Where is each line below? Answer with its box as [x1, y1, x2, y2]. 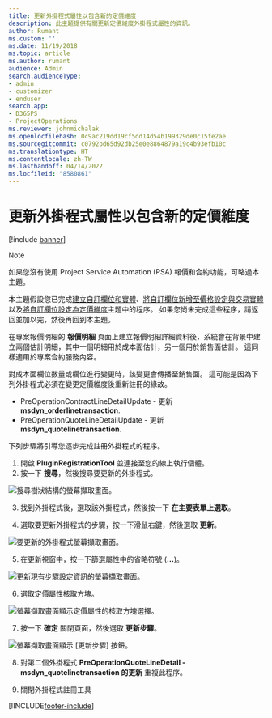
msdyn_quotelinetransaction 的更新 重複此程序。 [19, 667, 188, 677]
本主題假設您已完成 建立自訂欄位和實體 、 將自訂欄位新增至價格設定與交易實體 [8, 294, 264, 304]
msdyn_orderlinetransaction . [19, 406, 121, 415]
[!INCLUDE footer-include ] [8, 701, 95, 711]
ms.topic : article [8, 49, 70, 57]
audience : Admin [8, 65, 63, 73]
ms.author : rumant [8, 57, 70, 66]
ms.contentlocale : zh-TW [8, 155, 92, 163]
